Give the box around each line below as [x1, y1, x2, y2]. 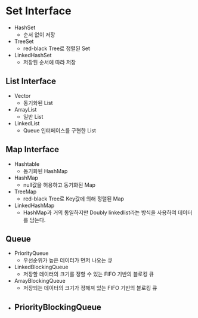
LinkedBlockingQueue [14, 264, 69, 271]
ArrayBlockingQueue [14, 277, 66, 285]
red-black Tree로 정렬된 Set [23, 45, 90, 52]
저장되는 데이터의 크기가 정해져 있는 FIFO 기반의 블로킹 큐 [23, 285, 157, 292]
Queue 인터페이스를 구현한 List [23, 126, 97, 134]
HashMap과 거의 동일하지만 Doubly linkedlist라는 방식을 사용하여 [23, 209, 177, 216]
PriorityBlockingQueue [14, 302, 102, 312]
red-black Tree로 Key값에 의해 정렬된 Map [23, 195, 125, 202]
